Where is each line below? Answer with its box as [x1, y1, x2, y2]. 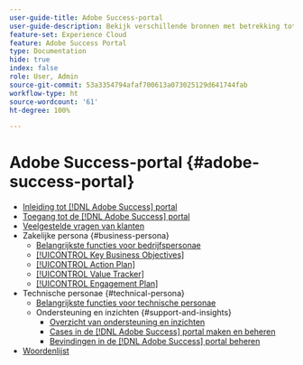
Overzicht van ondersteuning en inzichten [49, 317, 206, 328]
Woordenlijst [22, 345, 69, 357]
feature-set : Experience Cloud [9, 30, 127, 39]
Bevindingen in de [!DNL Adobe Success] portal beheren [49, 336, 261, 347]
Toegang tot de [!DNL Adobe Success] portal [22, 211, 191, 222]
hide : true [9, 55, 50, 64]
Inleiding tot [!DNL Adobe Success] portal [22, 201, 178, 212]
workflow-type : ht [9, 89, 78, 98]
